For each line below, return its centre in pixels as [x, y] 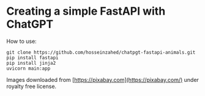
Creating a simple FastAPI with [86, 11]
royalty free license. [32, 86]
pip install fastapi [33, 57]
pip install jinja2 [31, 63]
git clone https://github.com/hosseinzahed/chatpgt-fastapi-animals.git [101, 52]
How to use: [21, 41]
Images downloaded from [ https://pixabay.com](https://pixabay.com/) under [102, 79]
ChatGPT [30, 24]
